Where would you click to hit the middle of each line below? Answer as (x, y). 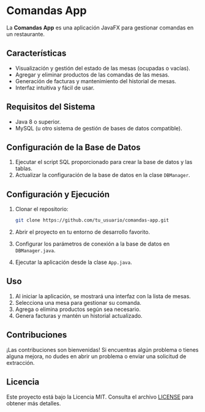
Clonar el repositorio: (42, 209)
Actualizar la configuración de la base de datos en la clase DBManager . (103, 175)
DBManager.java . (35, 250)
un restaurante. (25, 34)
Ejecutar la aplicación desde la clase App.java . (74, 262)
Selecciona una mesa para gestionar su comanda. (78, 302)
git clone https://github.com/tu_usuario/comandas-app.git (92, 220)
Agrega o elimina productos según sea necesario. (78, 309)
